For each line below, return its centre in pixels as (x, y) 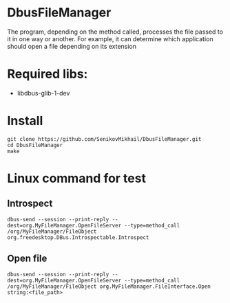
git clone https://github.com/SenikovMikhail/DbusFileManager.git (104, 139)
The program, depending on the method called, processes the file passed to (115, 32)
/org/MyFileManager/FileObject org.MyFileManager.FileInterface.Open (109, 287)
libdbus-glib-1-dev (43, 93)
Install (25, 121)
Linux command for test (77, 178)
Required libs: (48, 74)
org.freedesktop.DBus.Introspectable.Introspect (78, 237)
